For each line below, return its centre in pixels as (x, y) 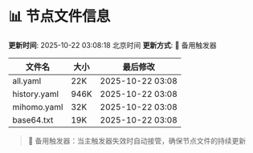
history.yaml (35, 94)
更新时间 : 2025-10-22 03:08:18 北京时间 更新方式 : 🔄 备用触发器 (112, 45)
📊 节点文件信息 (59, 16)
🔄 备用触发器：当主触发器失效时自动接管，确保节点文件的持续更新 (137, 140)
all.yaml (27, 81)
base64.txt (33, 119)
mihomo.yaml (38, 107)
